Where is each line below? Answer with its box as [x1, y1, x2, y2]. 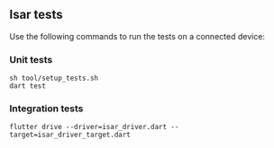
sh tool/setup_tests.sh [9, 74, 99, 83]
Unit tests [9, 53, 53, 65]
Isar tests [9, 7, 63, 22]
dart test [9, 82, 47, 91]
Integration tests [9, 102, 84, 115]
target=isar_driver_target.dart [9, 130, 131, 140]
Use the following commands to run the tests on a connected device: [9, 30, 266, 41]
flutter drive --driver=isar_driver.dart [9, 123, 168, 132]
